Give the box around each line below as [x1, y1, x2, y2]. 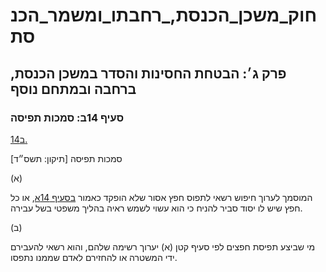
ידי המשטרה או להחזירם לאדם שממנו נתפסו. [10, 251, 178, 263]
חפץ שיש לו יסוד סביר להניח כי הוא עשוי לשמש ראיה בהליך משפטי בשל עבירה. [10, 202, 303, 214]
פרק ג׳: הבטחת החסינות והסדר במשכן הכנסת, [10, 65, 287, 82]
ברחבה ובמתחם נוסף [10, 80, 137, 98]
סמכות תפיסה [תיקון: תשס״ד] [10, 152, 123, 164]
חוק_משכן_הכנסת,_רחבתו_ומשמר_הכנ [10, 4, 318, 27]
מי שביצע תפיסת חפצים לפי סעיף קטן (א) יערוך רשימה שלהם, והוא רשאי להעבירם [10, 240, 316, 253]
